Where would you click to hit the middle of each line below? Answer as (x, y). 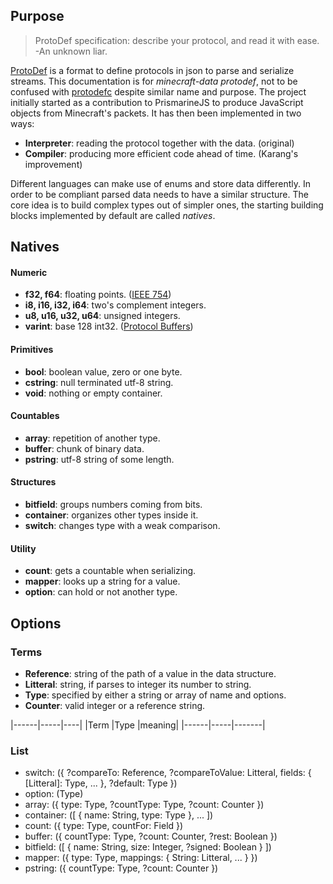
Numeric (29, 272)
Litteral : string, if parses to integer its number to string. (138, 684)
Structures (33, 482)
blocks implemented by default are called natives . (113, 215)
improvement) (53, 164)
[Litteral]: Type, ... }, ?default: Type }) (101, 783)
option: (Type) (54, 794)
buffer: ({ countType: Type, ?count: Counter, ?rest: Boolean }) (151, 836)
